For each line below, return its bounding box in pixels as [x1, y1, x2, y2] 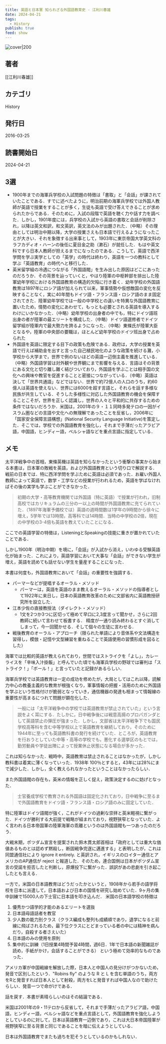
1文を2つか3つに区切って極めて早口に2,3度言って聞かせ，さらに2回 [19, 611, 158, 617]
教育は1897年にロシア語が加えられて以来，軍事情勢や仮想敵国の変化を [12, 285, 157, 292]
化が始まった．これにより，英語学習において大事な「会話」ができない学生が [5, 553, 161, 559]
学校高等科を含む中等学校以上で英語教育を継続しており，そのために [17, 724, 156, 730]
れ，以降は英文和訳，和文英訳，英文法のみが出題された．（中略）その [12, 223, 154, 229]
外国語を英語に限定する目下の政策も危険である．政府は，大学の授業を [12, 341, 156, 347]
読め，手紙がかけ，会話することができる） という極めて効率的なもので [12, 947, 157, 953]
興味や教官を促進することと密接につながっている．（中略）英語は [25, 372, 158, 379]
